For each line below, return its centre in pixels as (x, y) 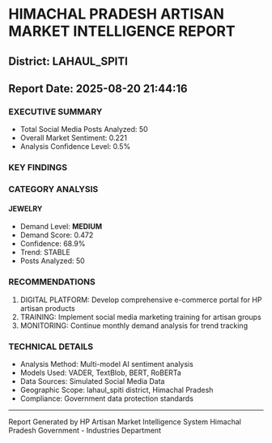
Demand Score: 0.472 (57, 235)
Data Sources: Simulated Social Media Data (92, 381)
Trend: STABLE (45, 253)
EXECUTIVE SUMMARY (55, 112)
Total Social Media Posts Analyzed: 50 (84, 130)
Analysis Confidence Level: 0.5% (75, 147)
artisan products (47, 308)
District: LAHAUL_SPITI (68, 61)
